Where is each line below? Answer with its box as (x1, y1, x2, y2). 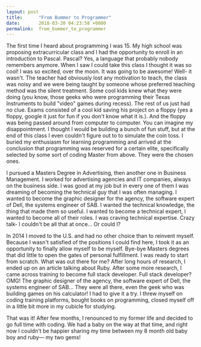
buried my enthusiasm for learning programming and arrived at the (6, 138, 172, 145)
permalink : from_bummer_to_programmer (6, 25, 107, 32)
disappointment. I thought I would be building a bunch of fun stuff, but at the (6, 126, 196, 133)
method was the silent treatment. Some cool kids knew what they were (6, 87, 182, 94)
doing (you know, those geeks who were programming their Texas (6, 94, 170, 101)
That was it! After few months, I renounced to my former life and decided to (6, 314, 193, 322)
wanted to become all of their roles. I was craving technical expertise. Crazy (6, 214, 195, 221)
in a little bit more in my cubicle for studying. (6, 303, 116, 310)
